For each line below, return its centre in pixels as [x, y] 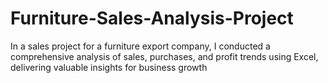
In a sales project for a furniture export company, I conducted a [140, 46]
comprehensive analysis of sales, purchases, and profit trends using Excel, [164, 56]
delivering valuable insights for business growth [109, 67]
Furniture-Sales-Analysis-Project [152, 18]
